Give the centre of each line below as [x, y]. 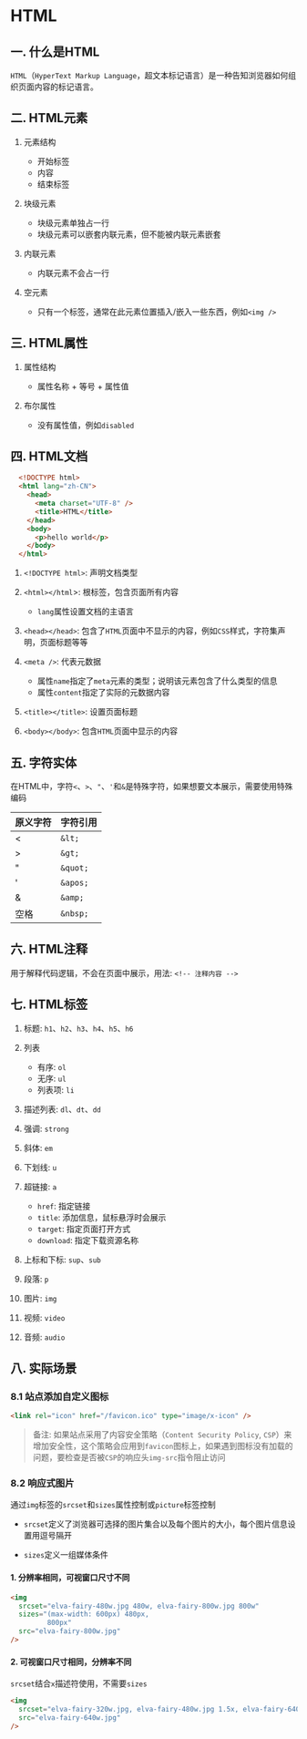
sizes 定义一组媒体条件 [66, 1555]
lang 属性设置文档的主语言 [86, 612]
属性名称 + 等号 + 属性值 [83, 386]
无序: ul [51, 1078]
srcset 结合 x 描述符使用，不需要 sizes [79, 1683]
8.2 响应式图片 [42, 1484]
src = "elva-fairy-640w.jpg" [70, 1718]
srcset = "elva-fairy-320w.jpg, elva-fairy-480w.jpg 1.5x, [129, 1710]
